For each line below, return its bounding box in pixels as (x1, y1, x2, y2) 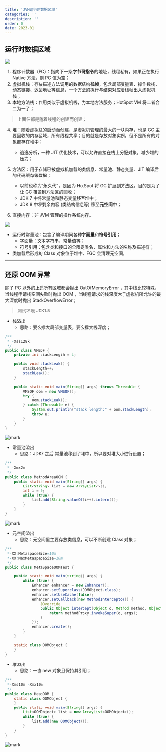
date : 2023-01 (5, 26, 35, 31)
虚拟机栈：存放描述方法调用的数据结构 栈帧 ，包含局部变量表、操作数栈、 (12, 81, 160, 87)
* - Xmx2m (7, 465, 26, 470)
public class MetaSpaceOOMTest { (5, 565, 74, 570)
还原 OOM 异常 (5, 270, 50, 279)
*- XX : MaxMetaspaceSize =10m (7, 556, 63, 561)
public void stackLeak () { (14, 361, 70, 366)
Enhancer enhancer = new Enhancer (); (31, 583, 110, 588)
